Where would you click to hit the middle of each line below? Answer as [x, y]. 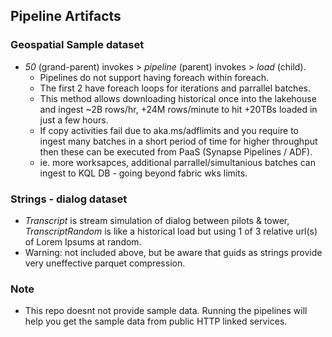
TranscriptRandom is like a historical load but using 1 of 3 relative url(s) [171, 231]
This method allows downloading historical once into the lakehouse [178, 98]
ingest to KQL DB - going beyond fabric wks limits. [143, 173]
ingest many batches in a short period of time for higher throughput [178, 141]
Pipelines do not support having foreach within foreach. [154, 77]
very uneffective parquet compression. [105, 263]
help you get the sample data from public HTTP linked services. [156, 321]
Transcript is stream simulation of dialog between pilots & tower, [157, 220]
